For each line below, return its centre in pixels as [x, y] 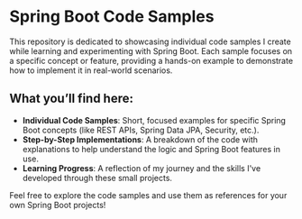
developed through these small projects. [97, 178]
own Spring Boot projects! [58, 205]
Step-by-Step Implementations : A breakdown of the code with [140, 139]
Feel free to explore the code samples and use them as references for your [148, 195]
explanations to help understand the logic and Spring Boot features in [151, 149]
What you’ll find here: [71, 99]
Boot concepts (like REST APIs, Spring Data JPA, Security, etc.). [141, 130]
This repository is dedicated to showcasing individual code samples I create [150, 41]
